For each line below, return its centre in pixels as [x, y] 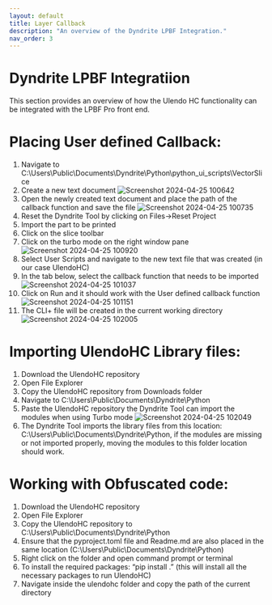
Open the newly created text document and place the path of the [129, 199]
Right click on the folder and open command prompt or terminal [127, 558]
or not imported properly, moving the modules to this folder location [134, 443]
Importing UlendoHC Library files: [125, 352]
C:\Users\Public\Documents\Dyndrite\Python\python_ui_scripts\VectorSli [141, 173]
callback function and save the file [78, 208]
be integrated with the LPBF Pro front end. [80, 109]
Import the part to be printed [68, 225]
